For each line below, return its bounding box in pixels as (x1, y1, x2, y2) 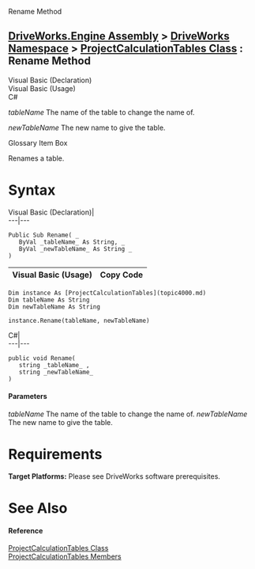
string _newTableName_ (18, 368, 93, 376)
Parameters (8, 392, 47, 401)
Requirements (8, 446, 103, 464)
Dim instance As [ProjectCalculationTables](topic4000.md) (8, 289, 207, 297)
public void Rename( (8, 354, 77, 362)
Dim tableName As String (8, 296, 90, 304)
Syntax (8, 181, 56, 199)
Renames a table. (8, 154, 65, 163)
